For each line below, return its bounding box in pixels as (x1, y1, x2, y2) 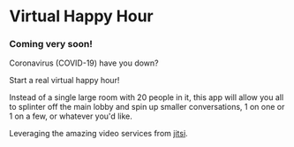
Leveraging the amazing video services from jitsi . (9, 128, 188, 139)
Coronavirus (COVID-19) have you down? (9, 58, 159, 68)
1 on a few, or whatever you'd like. (9, 111, 132, 121)
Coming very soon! (9, 38, 93, 50)
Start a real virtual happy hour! (9, 75, 120, 86)
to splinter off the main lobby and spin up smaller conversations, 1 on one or (9, 102, 285, 112)
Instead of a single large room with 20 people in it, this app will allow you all (9, 92, 284, 103)
